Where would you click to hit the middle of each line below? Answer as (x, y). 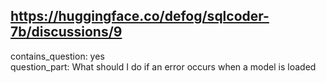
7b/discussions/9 (66, 32)
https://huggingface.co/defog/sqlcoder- (140, 16)
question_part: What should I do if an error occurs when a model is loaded (163, 66)
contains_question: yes (57, 56)
